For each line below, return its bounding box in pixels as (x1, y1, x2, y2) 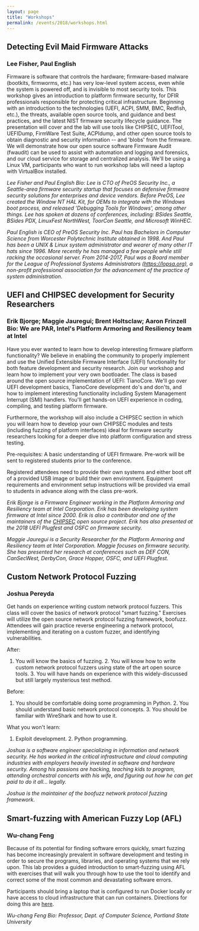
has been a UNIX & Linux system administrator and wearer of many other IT (7, 241, 193, 248)
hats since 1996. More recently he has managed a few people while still (7, 248, 182, 255)
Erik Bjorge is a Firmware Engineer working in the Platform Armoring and (7, 498, 185, 506)
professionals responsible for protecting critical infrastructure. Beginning (7, 99, 184, 106)
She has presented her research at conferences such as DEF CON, (7, 548, 171, 556)
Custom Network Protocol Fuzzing (7, 572, 137, 582)
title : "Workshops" (7, 14, 55, 20)
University (7, 919, 32, 926)
